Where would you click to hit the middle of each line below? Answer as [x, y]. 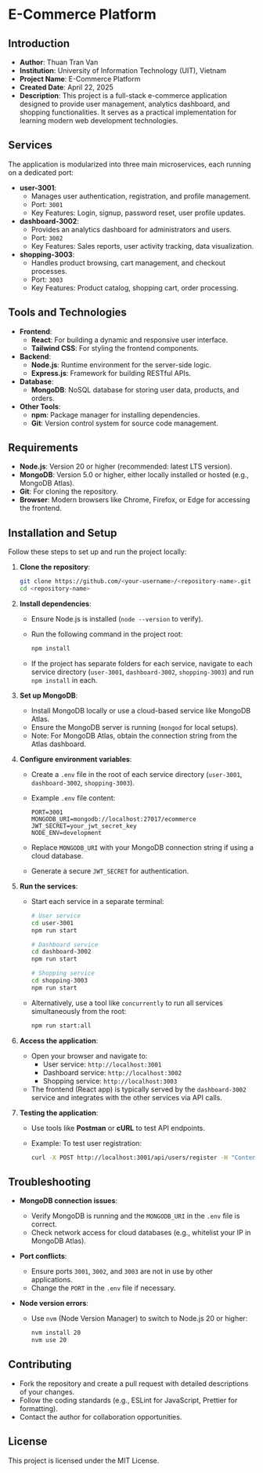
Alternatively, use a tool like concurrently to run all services [127, 1003]
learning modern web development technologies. [99, 120]
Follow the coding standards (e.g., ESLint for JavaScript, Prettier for [128, 1400]
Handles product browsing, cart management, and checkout [128, 263]
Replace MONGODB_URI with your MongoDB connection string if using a [142, 847]
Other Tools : [40, 407]
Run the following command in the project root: [107, 634]
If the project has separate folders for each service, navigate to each [142, 663]
